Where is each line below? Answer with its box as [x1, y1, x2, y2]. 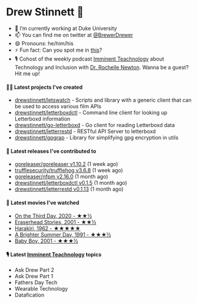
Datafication [14, 291, 45, 298]
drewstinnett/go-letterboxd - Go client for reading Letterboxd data [14, 122, 175, 129]
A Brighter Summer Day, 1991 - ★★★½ [14, 231, 111, 238]
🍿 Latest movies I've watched [6, 199, 79, 206]
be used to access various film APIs [14, 103, 102, 110]
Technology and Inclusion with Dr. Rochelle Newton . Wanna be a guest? [14, 64, 189, 71]
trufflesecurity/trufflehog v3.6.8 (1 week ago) [14, 167, 123, 174]
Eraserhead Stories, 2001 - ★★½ [14, 218, 96, 225]
